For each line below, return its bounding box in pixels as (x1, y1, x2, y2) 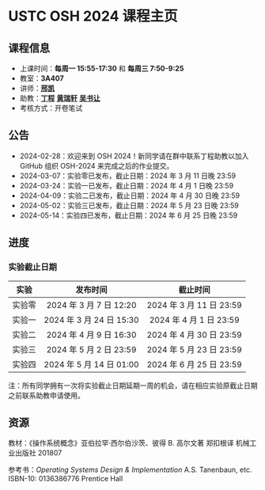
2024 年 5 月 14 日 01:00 (44, 359, 140, 370)
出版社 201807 (14, 448, 62, 458)
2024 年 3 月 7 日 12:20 (46, 299, 137, 310)
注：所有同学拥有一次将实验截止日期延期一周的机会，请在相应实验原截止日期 (8, 381, 258, 390)
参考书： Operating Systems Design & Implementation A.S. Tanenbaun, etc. (8, 465, 252, 475)
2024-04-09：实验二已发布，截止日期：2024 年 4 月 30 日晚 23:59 (19, 191, 240, 200)
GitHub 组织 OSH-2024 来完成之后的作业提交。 (19, 161, 174, 170)
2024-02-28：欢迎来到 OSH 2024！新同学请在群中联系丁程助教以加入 (19, 151, 249, 161)
